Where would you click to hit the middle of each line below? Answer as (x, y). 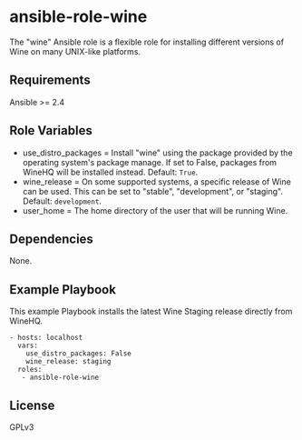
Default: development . (62, 201)
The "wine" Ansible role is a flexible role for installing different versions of (146, 42)
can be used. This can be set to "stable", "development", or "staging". (153, 191)
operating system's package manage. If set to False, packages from (150, 162)
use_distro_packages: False (78, 354)
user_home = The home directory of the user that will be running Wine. (155, 210)
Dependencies (51, 239)
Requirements (50, 80)
